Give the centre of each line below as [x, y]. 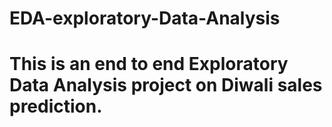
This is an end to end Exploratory [149, 64]
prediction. [56, 106]
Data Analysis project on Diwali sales [166, 85]
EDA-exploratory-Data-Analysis [145, 18]
